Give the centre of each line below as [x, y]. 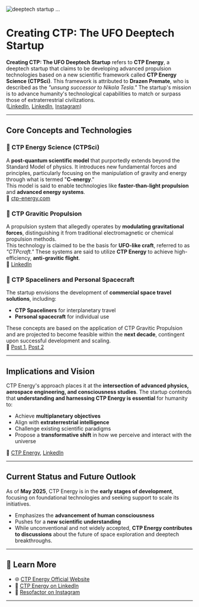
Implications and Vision [50, 371]
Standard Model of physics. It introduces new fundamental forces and [92, 167]
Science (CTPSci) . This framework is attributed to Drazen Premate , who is [98, 81]
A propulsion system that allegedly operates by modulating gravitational [95, 226]
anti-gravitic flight [56, 258]
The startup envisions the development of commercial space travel [89, 293]
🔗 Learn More [31, 565]
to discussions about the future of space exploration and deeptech [97, 534]
